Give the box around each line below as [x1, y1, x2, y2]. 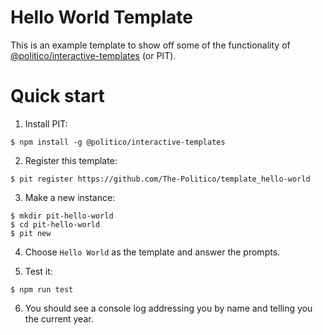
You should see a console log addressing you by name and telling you [24, 302, 313, 314]
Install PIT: [24, 117, 68, 130]
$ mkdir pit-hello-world [10, 211, 114, 221]
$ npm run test [10, 284, 74, 295]
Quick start [10, 85, 105, 108]
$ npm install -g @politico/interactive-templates [10, 137, 226, 147]
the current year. [24, 312, 94, 325]
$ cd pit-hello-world [10, 219, 101, 230]
